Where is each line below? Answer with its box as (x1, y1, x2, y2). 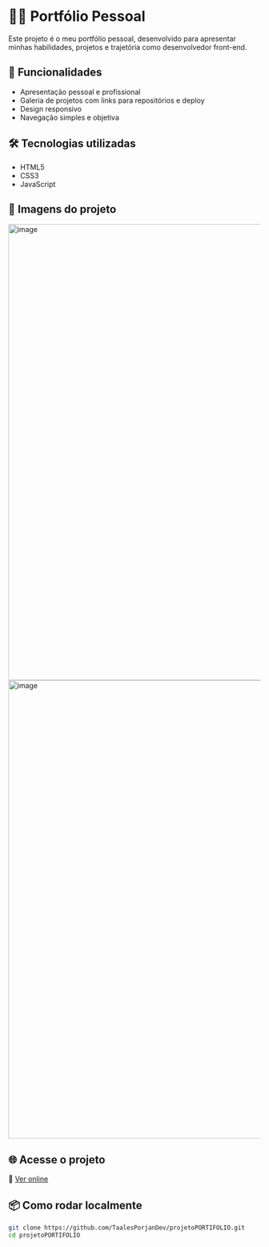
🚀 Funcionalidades (8, 66, 102, 79)
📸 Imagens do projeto (8, 202, 117, 216)
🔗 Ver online (8, 1174, 49, 1184)
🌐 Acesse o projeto (8, 1152, 106, 1167)
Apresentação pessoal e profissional (19, 87, 141, 96)
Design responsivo (19, 104, 82, 113)
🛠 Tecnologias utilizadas (8, 137, 136, 151)
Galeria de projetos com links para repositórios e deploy (19, 96, 206, 105)
